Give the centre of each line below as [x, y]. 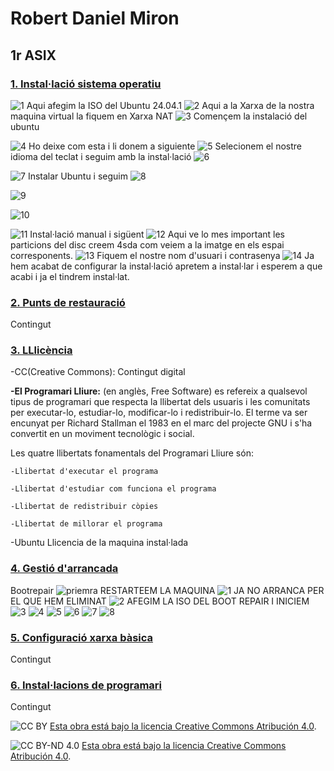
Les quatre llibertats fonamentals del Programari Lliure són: [132, 453]
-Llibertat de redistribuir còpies [84, 507]
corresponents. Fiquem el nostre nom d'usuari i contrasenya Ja [162, 255]
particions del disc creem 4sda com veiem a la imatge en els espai [147, 244]
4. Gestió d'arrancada [64, 569]
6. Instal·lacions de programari [86, 685]
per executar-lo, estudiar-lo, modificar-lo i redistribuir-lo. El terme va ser [159, 413]
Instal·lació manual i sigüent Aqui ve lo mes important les [157, 234]
